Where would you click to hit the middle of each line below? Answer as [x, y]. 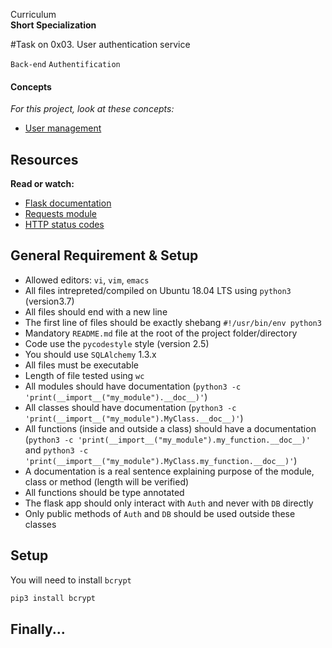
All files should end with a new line [96, 311]
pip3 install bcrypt [53, 598]
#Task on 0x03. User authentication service [100, 44]
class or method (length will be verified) [107, 481]
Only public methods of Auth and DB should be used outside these [160, 513]
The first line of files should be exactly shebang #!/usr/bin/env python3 [173, 322]
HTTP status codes [64, 225]
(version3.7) [49, 301]
